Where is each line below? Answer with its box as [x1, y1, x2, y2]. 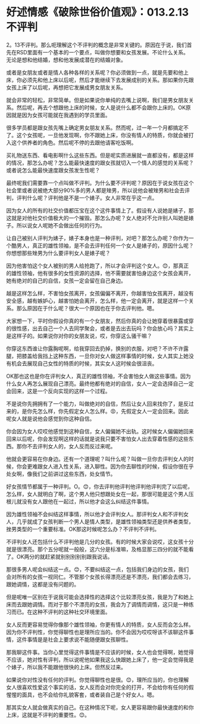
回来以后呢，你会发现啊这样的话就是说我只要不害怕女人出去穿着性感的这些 [6, 435, 189, 442]
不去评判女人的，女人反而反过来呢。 [26, 442, 116, 449]
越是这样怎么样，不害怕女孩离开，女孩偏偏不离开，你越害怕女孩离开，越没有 [6, 289, 194, 297]
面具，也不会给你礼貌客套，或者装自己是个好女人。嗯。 [21, 691, 158, 698]
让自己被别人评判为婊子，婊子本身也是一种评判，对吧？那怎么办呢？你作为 [6, 234, 189, 242]
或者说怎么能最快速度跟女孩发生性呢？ [6, 167, 100, 174]
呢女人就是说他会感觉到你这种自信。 [6, 415, 95, 422]
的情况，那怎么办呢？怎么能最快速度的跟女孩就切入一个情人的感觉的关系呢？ [6, 159, 194, 166]
